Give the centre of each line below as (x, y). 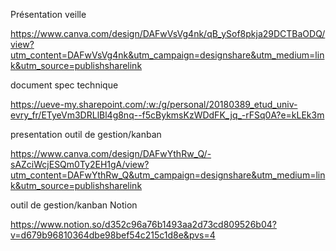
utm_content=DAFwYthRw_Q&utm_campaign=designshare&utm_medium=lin (168, 175)
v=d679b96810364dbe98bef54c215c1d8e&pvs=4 (113, 235)
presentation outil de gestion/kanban (86, 134)
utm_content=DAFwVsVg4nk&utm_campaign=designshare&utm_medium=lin (167, 55)
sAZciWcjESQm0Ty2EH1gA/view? (80, 164)
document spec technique (64, 85)
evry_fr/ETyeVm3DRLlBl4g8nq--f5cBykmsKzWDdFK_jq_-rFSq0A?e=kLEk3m (167, 115)
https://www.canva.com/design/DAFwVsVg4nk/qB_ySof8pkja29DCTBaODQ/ (168, 33)
